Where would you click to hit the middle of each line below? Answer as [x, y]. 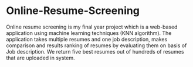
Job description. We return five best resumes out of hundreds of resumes [95, 51]
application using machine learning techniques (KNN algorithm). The [89, 33]
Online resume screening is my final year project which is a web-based [92, 27]
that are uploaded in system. [40, 58]
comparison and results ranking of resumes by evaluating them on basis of [97, 45]
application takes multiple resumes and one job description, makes [87, 39]
